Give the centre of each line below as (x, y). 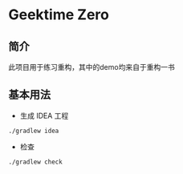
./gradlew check (35, 162)
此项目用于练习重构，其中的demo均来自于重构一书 (91, 67)
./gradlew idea (34, 131)
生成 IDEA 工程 (44, 115)
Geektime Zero (59, 15)
